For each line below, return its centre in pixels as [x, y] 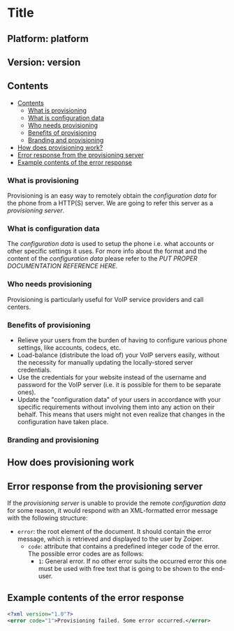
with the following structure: [47, 518]
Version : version [44, 62]
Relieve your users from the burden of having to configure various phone [122, 340]
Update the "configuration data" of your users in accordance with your [119, 399]
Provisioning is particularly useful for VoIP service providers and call [105, 299]
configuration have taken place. [63, 421]
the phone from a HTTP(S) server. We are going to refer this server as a [110, 203]
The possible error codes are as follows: [86, 554]
